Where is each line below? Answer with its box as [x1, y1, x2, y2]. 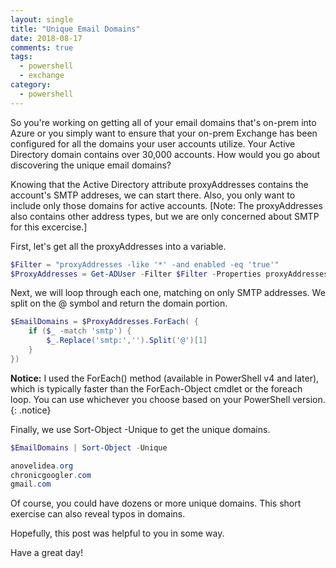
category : [10, 80, 52, 90]
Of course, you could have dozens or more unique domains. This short [10, 497, 302, 510]
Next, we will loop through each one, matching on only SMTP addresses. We [10, 287, 326, 299]
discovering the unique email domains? [10, 159, 172, 171]
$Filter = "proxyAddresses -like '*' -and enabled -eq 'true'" [10, 259, 280, 270]
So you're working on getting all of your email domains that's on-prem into [10, 116, 317, 128]
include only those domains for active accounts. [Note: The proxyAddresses [10, 199, 323, 211]
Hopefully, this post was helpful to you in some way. [10, 527, 225, 540]
